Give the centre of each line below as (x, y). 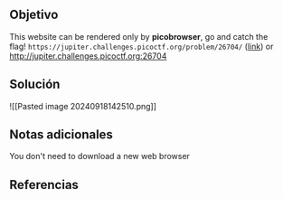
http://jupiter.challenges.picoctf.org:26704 (88, 56)
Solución (35, 85)
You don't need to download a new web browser (99, 156)
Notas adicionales (61, 135)
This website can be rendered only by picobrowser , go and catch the (139, 36)
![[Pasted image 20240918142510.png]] (83, 106)
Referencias (44, 185)
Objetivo (34, 15)
